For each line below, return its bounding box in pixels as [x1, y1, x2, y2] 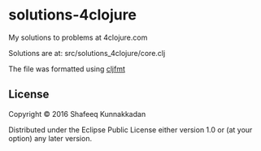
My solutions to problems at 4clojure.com [8, 32, 148, 42]
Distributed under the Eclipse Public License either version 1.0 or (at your [8, 124, 253, 135]
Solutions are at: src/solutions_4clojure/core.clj [8, 48, 166, 58]
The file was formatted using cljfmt [8, 63, 126, 74]
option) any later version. [8, 133, 92, 143]
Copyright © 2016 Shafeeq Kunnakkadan [8, 109, 146, 119]
